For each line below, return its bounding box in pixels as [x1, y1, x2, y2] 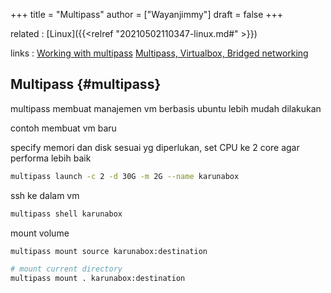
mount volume [10, 227, 70, 239]
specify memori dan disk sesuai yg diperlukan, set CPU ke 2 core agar [10, 141, 300, 153]
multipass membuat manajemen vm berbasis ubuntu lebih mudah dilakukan [10, 102, 322, 114]
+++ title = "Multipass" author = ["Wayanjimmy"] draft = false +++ [10, 9, 284, 20]
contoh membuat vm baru [10, 122, 117, 134]
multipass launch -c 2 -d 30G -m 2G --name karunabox [10, 171, 240, 181]
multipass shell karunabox [10, 209, 123, 219]
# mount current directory [10, 264, 123, 274]
